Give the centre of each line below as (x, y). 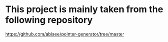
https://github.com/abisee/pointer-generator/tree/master (65, 34)
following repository (49, 20)
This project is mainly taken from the (84, 9)
